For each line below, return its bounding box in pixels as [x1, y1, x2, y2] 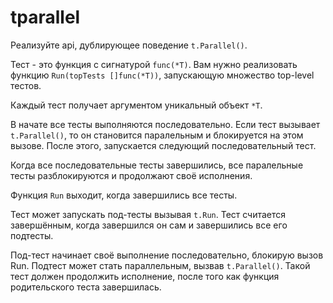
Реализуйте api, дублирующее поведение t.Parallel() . [10, 39, 248, 51]
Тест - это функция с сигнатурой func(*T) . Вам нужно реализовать [10, 58, 298, 70]
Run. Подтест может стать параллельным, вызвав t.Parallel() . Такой [10, 259, 311, 271]
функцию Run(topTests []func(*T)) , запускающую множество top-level [10, 69, 315, 81]
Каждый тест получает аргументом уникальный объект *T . [10, 99, 263, 111]
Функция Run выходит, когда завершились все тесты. [10, 189, 238, 201]
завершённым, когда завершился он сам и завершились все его [10, 219, 288, 231]
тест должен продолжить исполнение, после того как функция [10, 270, 280, 282]
